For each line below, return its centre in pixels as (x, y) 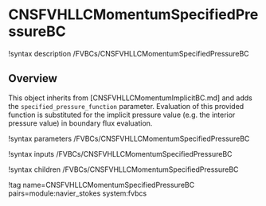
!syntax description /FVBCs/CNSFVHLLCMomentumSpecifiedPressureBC (129, 53)
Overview (33, 78)
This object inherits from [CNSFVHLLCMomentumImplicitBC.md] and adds (130, 98)
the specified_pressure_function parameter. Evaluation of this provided (126, 106)
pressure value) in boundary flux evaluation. (80, 123)
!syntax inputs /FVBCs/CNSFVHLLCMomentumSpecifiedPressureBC (120, 154)
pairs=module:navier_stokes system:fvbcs (78, 193)
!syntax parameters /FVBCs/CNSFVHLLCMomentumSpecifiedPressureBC (129, 138)
